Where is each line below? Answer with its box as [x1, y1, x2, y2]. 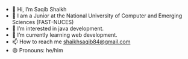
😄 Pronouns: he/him [11, 47, 63, 54]
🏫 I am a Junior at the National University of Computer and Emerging [11, 12, 183, 19]
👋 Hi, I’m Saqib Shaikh [11, 6, 67, 13]
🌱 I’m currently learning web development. [11, 31, 117, 39]
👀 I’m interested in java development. [11, 25, 104, 32]
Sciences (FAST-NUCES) [11, 19, 74, 25]
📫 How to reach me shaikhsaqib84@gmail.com [11, 38, 131, 45]
